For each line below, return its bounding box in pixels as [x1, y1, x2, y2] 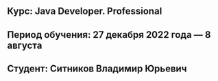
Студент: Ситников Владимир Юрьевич [7, 63, 187, 75]
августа [7, 39, 43, 51]
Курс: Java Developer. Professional [7, 5, 162, 17]
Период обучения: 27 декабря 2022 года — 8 [7, 29, 211, 40]
